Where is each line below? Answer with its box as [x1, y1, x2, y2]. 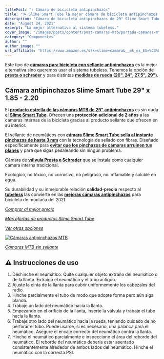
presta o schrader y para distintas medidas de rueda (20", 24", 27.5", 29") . [5, 72, 159, 78]
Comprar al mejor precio [5, 206, 55, 212]
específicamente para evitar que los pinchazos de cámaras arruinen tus [5, 143, 152, 148]
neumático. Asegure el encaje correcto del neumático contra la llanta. [12, 329, 152, 335]
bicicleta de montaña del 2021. [5, 197, 67, 203]
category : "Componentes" [5, 35, 56, 40]
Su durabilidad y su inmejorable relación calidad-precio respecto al [5, 187, 141, 192]
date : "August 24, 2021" [5, 21, 56, 26]
